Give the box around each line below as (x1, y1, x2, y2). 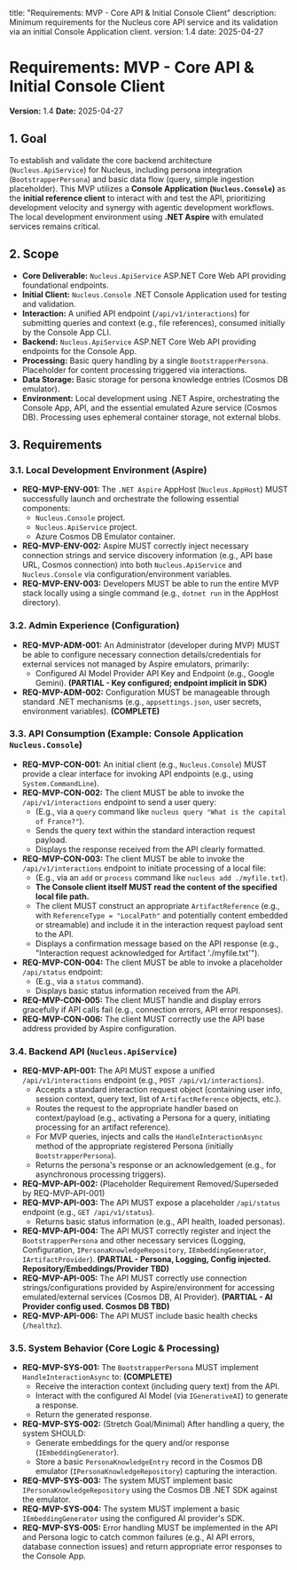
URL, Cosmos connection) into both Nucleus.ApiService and (21, 559, 242, 571)
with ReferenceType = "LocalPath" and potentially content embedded (35, 910, 288, 920)
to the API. (35, 928, 74, 939)
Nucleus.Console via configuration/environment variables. (21, 569, 232, 580)
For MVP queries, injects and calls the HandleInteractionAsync (35, 1132, 263, 1142)
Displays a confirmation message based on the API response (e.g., (35, 938, 279, 949)
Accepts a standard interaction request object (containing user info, (35, 1085, 283, 1095)
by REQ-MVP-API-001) (21, 1188, 106, 1199)
